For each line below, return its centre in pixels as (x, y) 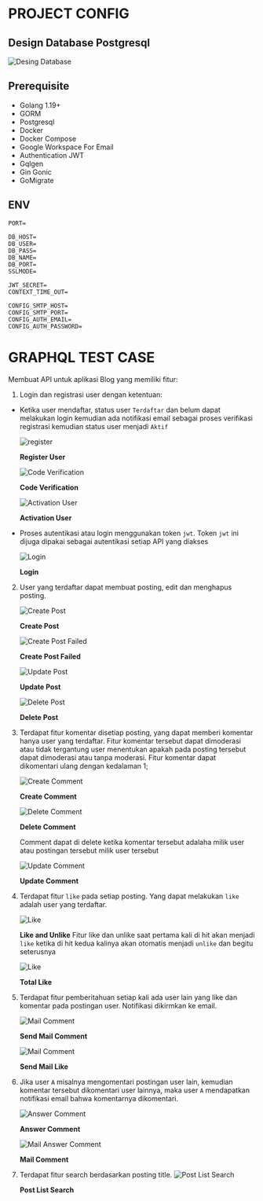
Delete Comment (47, 827)
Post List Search (47, 1190)
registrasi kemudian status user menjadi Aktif (94, 426)
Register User (42, 457)
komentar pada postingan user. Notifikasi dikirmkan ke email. (118, 1005)
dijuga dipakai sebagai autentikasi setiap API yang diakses (114, 541)
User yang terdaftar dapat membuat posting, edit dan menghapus (126, 587)
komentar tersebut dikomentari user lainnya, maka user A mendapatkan (134, 1090)
